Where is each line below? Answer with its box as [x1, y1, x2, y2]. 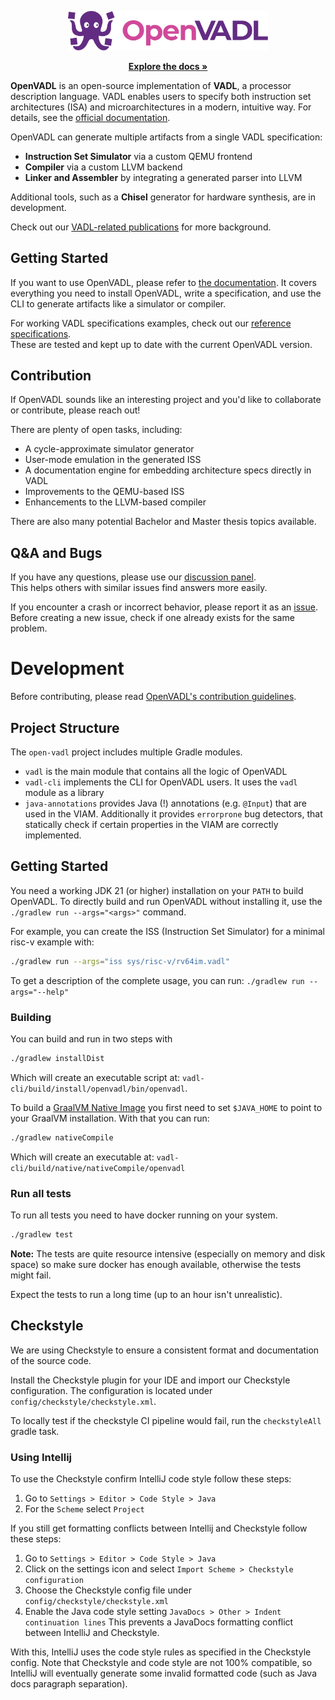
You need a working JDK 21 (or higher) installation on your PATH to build [10, 884, 304, 896]
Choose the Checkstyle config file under [24, 1584, 192, 1596]
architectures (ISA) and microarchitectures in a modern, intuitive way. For [10, 101, 312, 113]
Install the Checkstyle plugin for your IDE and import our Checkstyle [10, 1374, 291, 1386]
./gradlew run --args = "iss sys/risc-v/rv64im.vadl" [10, 956, 230, 966]
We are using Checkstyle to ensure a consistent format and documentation [10, 1344, 320, 1356]
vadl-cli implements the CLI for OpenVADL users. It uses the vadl [24, 776, 298, 788]
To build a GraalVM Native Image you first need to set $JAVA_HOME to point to [10, 1101, 323, 1113]
